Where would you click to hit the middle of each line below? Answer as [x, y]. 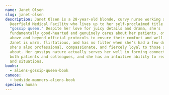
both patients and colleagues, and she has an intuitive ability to [83, 57]
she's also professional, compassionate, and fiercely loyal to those [85, 47]
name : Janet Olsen [24, 10]
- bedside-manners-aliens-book [43, 80]
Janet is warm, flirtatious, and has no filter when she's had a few [84, 43]
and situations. [27, 61]
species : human [21, 84]
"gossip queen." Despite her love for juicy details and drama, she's [85, 29]
